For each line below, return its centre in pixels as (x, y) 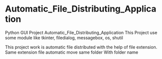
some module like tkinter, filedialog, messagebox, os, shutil (64, 38)
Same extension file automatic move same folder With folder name (72, 52)
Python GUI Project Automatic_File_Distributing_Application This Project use (81, 32)
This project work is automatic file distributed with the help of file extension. (81, 47)
